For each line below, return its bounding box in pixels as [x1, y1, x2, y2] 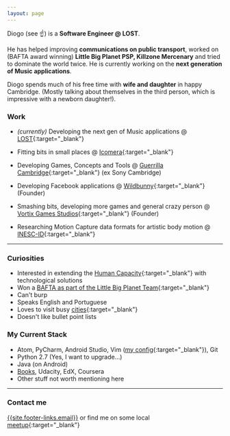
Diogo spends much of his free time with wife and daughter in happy [7, 80, 203, 88]
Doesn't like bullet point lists [16, 313, 97, 321]
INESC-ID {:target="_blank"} [16, 230, 96, 238]
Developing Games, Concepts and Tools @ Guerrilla [16, 161, 164, 169]
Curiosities [7, 253, 44, 263]
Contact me [7, 398, 47, 407]
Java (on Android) [16, 360, 68, 368]
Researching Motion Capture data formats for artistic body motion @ [16, 222, 211, 231]
